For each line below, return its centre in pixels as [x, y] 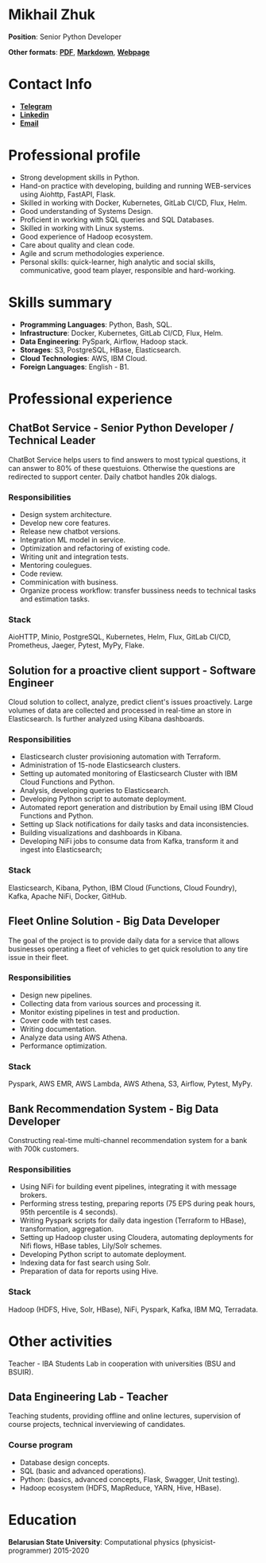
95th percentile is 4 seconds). [69, 1212]
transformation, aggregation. [66, 1229]
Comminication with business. [69, 582]
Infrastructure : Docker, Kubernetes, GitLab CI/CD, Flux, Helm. [121, 332]
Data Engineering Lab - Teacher [88, 1396]
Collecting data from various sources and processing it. [110, 1003]
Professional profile [75, 156]
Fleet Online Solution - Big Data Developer [114, 921]
